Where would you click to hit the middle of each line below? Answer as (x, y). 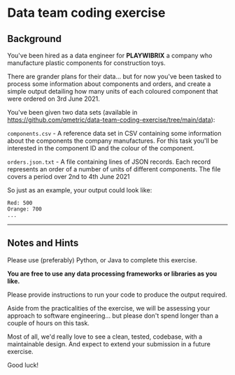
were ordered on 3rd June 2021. (54, 99)
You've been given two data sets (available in (72, 112)
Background (34, 39)
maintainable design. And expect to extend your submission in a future (109, 344)
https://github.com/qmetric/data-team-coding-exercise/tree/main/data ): (111, 120)
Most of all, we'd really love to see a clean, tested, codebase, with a (105, 337)
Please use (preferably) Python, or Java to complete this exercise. (102, 260)
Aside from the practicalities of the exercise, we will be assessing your (109, 308)
